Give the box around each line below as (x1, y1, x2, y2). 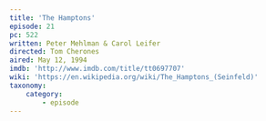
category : (26, 89, 64, 98)
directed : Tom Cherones (9, 47, 100, 56)
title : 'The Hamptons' (9, 13, 96, 23)
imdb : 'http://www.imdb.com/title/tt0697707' (9, 65, 185, 74)
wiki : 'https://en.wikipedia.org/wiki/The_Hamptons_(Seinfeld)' (9, 73, 259, 82)
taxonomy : (9, 81, 47, 90)
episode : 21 (9, 22, 55, 31)
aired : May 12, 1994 (9, 55, 88, 65)
